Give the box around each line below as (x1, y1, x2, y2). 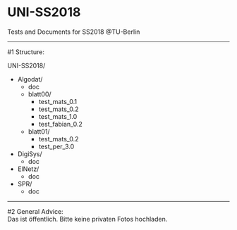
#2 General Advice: (7, 207, 63, 215)
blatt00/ (28, 89, 51, 98)
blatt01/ (28, 127, 51, 136)
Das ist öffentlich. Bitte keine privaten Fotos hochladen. (7, 215, 168, 223)
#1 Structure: (7, 47, 44, 56)
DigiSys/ (17, 149, 42, 158)
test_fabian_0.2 (38, 120, 83, 128)
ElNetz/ (17, 165, 39, 173)
